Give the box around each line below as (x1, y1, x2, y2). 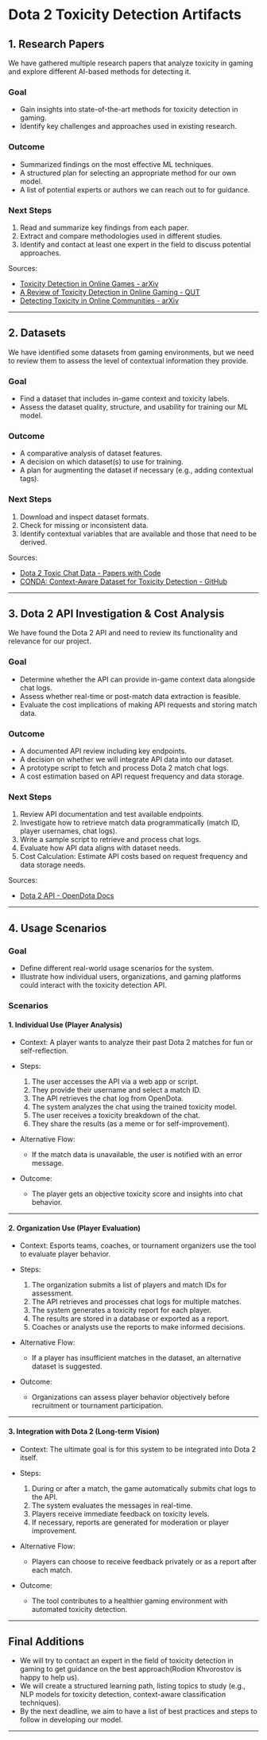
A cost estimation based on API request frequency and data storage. (19, 771, 245, 781)
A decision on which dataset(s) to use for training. (19, 457, 184, 467)
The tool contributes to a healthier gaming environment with (31, 1596, 228, 1606)
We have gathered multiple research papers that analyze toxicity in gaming (8, 58, 253, 68)
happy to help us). (19, 1672, 79, 1683)
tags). (19, 474, 40, 484)
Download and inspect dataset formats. (19, 511, 149, 522)
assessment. (31, 1288, 74, 1298)
